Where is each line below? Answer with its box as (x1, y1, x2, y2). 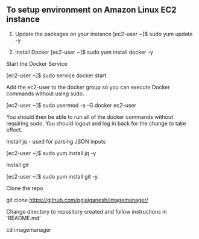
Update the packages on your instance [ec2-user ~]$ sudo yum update (14, 30, 193, 37)
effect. (6, 126, 23, 133)
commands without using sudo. (6, 90, 84, 97)
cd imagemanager (6, 226, 52, 233)
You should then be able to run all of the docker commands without (6, 113, 174, 120)
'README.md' (6, 214, 41, 221)
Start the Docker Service (6, 60, 68, 67)
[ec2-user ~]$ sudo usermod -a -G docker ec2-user (6, 101, 137, 109)
